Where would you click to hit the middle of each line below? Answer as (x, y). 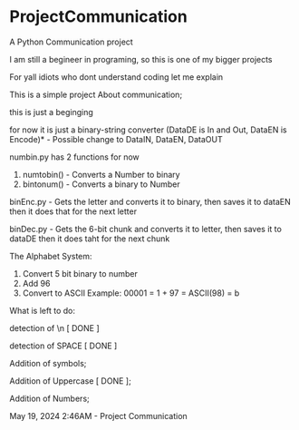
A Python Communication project (71, 42)
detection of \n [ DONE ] (54, 327)
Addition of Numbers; (49, 398)
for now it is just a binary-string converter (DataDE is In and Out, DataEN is (148, 130)
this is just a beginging (51, 112)
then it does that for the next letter (73, 211)
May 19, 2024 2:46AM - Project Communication (98, 415)
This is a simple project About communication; (96, 94)
